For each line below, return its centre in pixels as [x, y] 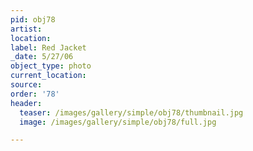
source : [26, 85]
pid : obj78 [33, 19]
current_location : [48, 76]
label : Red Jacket [48, 47]
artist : [26, 29]
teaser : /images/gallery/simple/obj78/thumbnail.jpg [131, 112]
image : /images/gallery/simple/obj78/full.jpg [118, 122]
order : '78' [35, 94]
